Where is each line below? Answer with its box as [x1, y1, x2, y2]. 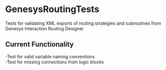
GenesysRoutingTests [5, 4, 100, 15]
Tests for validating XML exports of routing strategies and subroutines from [5, 20, 161, 26]
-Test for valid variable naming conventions [5, 53, 95, 59]
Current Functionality [5, 40, 74, 49]
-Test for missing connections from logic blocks [5, 59, 104, 65]
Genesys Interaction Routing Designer [5, 25, 84, 31]
